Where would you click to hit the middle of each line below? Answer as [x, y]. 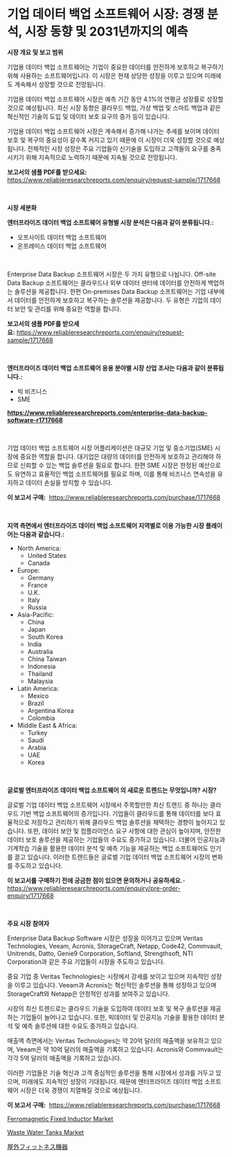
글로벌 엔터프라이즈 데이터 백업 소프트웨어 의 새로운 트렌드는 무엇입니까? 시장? [112, 790]
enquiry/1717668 [30, 895]
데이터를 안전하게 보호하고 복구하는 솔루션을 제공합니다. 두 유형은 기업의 [111, 300]
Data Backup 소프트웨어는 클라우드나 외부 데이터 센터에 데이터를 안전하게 [107, 283]
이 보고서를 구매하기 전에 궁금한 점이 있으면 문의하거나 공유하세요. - [96, 880]
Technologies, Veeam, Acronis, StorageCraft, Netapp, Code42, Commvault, [115, 946]
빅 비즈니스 [32, 391]
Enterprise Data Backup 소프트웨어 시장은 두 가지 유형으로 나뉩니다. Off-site [111, 274]
